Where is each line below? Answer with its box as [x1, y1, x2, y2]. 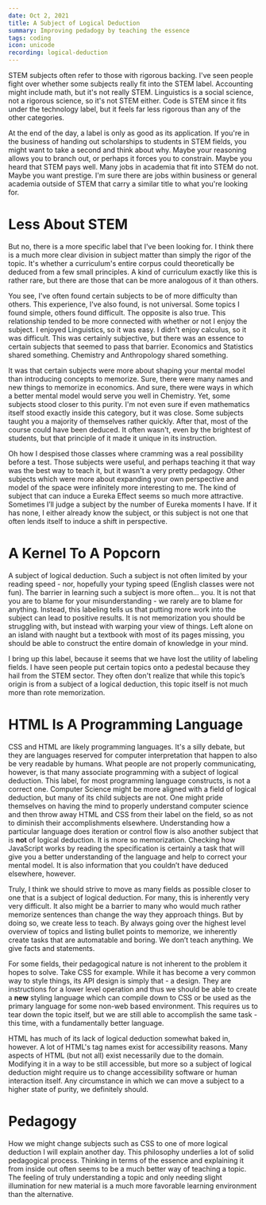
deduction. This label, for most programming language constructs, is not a [8, 776, 251, 785]
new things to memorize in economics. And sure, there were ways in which [8, 382, 254, 392]
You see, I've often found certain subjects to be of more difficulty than [8, 291, 238, 300]
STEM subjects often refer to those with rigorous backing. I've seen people [8, 71, 254, 80]
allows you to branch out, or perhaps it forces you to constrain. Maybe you [8, 154, 253, 163]
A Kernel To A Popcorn [8, 545, 161, 562]
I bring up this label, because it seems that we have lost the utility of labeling [8, 654, 258, 663]
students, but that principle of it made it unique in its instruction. [8, 433, 218, 443]
